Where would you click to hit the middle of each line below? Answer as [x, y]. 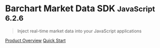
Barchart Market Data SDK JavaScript [80, 9]
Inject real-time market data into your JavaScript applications [79, 31]
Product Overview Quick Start [35, 40]
